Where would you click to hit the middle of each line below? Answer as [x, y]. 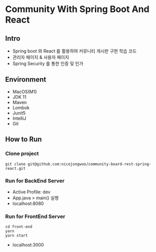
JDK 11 [19, 97]
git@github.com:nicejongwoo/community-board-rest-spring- [89, 164]
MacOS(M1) [25, 92]
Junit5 [19, 113]
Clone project [22, 154]
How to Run [24, 140]
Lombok [21, 107]
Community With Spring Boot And [77, 9]
